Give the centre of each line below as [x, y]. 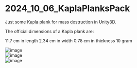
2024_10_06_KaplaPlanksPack [68, 8]
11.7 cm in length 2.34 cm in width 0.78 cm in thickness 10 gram [69, 41]
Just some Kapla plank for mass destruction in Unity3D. [61, 22]
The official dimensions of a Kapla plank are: [50, 31]
